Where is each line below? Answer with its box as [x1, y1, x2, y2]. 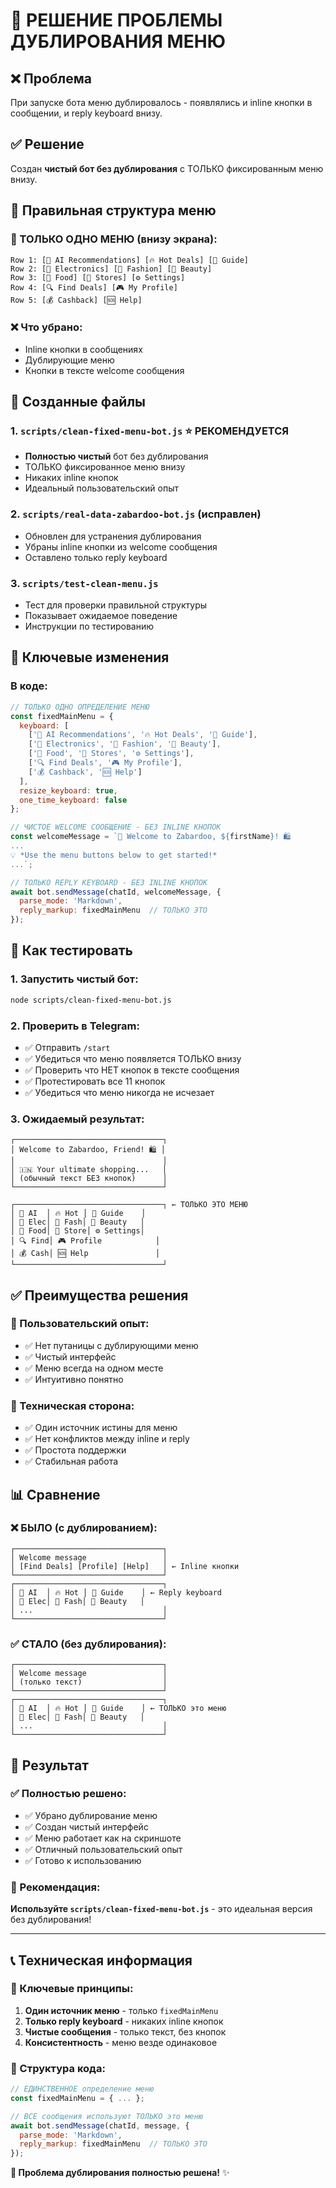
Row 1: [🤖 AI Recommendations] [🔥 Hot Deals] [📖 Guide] [10, 255, 249, 265]
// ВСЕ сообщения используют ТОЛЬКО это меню [10, 2111, 203, 2121]
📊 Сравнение [10, 1486, 101, 1503]
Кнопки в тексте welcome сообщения [24, 364, 185, 376]
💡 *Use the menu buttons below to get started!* [10, 850, 218, 860]
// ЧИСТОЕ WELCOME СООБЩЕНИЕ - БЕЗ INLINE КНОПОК [10, 822, 222, 833]
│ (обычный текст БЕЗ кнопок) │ [10, 1174, 168, 1184]
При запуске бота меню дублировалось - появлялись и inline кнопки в [10, 97, 313, 108]
